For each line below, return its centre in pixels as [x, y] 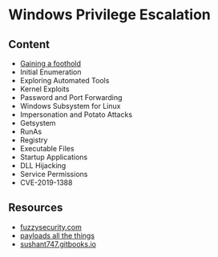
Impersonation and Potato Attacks [76, 114]
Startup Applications [54, 157]
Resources [36, 208]
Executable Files [47, 149]
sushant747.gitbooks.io [58, 244]
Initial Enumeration [50, 72]
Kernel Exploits [44, 89]
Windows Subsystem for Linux [70, 106]
